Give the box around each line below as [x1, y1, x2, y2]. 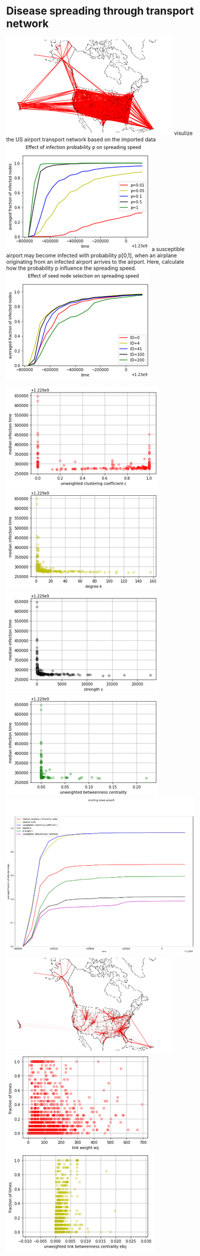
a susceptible [151, 245, 185, 252]
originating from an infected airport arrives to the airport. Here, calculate [6, 258, 184, 265]
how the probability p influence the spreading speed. [6, 264, 137, 271]
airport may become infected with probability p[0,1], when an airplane [6, 252, 177, 259]
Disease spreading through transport [6, 4, 194, 18]
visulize [174, 129, 193, 137]
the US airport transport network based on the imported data [6, 135, 156, 143]
